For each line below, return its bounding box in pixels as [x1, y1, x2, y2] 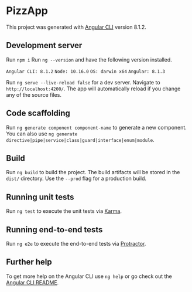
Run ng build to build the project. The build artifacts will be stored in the [6, 169, 180, 176]
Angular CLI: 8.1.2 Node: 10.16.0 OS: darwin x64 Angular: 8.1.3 [6, 69, 166, 74]
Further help [6, 257, 53, 267]
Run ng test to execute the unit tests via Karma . [6, 208, 122, 215]
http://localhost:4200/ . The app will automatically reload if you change [6, 85, 181, 92]
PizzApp [6, 4, 49, 18]
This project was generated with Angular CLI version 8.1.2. [6, 23, 146, 30]
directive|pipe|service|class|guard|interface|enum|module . [6, 136, 155, 143]
